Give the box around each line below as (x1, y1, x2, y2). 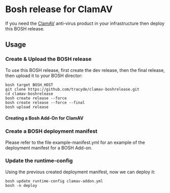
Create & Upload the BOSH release (5, 56, 92, 63)
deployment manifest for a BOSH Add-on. (5, 144, 92, 150)
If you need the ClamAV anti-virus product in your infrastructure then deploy (5, 20, 165, 26)
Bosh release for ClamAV (5, 4, 113, 15)
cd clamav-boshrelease (5, 91, 53, 96)
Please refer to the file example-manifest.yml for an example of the (5, 139, 146, 145)
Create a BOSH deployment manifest (5, 128, 98, 135)
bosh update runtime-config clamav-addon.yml (5, 178, 103, 183)
